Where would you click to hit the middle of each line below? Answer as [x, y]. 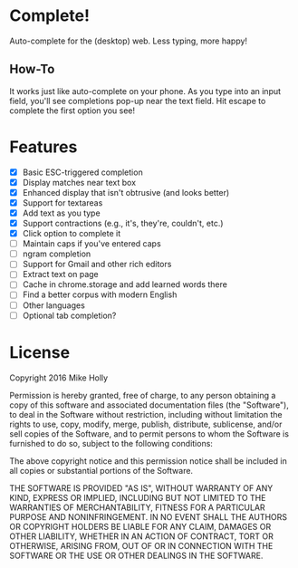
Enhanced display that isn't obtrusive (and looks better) [126, 192]
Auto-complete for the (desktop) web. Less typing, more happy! [128, 41]
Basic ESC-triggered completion [82, 172]
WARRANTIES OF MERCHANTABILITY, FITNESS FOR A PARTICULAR [137, 507]
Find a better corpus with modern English [100, 294]
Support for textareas [62, 202]
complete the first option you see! [72, 111]
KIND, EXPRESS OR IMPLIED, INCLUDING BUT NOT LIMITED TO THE [138, 497]
